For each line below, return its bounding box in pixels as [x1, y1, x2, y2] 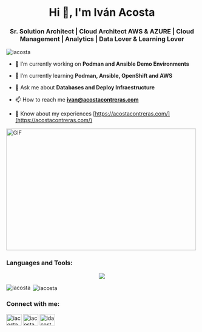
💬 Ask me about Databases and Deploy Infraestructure [15, 84, 155, 91]
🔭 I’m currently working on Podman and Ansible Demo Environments [15, 60, 189, 67]
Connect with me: [6, 300, 60, 308]
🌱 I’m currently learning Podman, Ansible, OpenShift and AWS [15, 72, 173, 80]
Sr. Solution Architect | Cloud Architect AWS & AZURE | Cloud [10, 27, 194, 36]
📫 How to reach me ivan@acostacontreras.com [15, 96, 139, 103]
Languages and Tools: [6, 258, 73, 267]
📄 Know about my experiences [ [15, 110, 95, 117]
